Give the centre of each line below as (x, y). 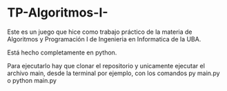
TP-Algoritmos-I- (58, 13)
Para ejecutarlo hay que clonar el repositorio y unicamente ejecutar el (106, 65)
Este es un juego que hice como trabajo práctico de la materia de (100, 32)
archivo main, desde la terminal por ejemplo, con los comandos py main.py (113, 73)
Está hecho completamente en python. (62, 52)
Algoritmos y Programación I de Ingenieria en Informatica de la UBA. (104, 39)
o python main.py (32, 80)
